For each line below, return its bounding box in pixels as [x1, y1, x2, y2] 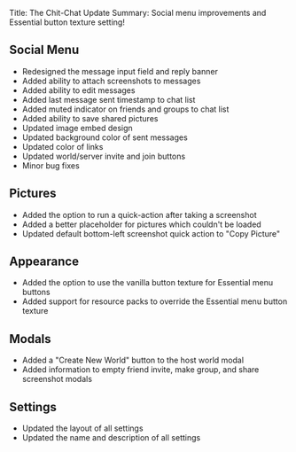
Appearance [9, 254, 80, 269]
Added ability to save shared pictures [21, 113, 159, 123]
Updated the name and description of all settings [21, 433, 201, 443]
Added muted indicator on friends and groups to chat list [21, 104, 230, 114]
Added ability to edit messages [21, 84, 136, 96]
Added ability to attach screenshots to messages [21, 75, 201, 86]
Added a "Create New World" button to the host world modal [21, 355, 245, 366]
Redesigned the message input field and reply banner [21, 66, 219, 76]
